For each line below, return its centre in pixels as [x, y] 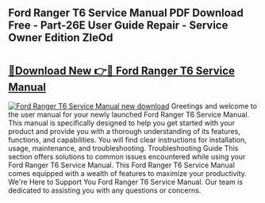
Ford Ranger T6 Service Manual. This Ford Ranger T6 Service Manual [122, 165]
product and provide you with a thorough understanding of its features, [124, 131]
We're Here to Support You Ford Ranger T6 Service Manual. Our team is [126, 182]
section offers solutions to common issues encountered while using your [127, 157]
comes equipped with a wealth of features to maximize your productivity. [128, 173]
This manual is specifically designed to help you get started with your [122, 123]
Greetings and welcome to [214, 106]
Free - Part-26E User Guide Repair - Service [118, 26]
